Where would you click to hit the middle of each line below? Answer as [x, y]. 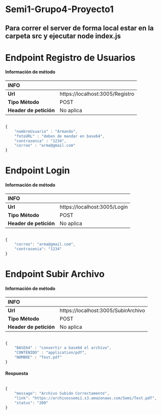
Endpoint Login [38, 171]
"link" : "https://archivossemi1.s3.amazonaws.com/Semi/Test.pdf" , [86, 398]
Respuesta [17, 373]
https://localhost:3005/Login [94, 207]
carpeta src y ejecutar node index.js [63, 36]
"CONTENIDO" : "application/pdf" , [50, 353]
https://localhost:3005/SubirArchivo [102, 310]
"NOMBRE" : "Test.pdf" [38, 357]
